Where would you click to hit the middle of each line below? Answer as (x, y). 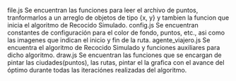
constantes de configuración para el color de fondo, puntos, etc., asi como (116, 32)
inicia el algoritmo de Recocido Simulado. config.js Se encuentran (103, 25)
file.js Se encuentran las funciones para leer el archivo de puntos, (103, 10)
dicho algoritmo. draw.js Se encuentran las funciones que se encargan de (114, 55)
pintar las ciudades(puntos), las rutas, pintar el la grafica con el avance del (116, 62)
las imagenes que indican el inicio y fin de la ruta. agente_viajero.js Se (109, 40)
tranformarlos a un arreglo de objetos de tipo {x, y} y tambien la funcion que (118, 18)
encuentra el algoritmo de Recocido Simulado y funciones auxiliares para (114, 48)
